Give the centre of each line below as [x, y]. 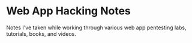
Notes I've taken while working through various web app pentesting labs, [97, 27]
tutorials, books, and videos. [41, 33]
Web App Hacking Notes [68, 11]
